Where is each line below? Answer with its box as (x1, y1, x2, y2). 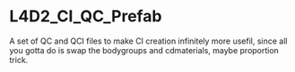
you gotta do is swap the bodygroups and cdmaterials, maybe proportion (9, 44, 280, 55)
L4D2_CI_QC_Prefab (9, 6, 162, 27)
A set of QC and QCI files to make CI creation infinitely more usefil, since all (9, 36, 288, 46)
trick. (9, 54, 29, 65)
